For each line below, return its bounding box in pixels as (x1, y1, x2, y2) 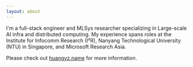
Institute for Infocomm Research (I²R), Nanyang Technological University (6, 37, 181, 44)
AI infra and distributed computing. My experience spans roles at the (6, 30, 172, 38)
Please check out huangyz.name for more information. (6, 54, 137, 61)
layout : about (6, 8, 41, 15)
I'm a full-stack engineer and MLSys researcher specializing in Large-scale (6, 24, 187, 31)
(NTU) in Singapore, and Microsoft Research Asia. (6, 43, 127, 50)
